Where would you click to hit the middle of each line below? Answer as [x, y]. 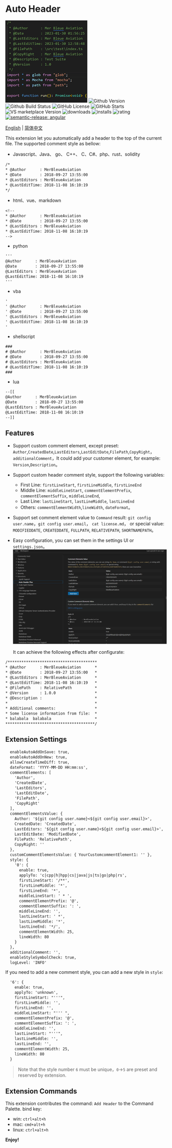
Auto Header [33, 9]
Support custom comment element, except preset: [66, 445]
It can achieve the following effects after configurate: [69, 652]
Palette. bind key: [24, 1109]
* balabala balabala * [51, 719]
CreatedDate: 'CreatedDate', [46, 824]
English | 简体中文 [24, 128]
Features [20, 433]
